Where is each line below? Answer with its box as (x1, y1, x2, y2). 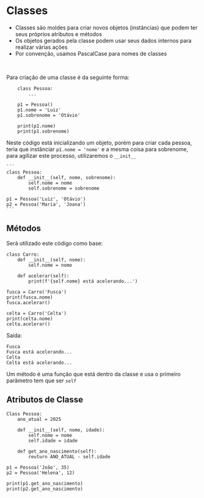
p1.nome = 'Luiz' (17, 106, 62, 113)
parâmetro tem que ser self (6, 377, 77, 384)
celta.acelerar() (6, 321, 51, 327)
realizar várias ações (15, 43, 68, 51)
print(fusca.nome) (6, 294, 53, 300)
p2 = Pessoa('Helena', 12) (6, 469, 75, 476)
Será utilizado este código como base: (6, 239, 103, 247)
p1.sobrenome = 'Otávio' (17, 112, 81, 118)
